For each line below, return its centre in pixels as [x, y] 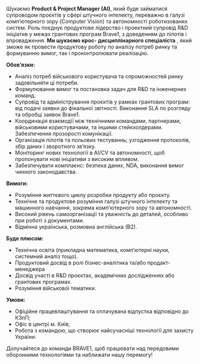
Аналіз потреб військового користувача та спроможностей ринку [99, 76]
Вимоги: [17, 183]
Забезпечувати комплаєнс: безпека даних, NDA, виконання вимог [99, 165]
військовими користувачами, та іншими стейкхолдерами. [89, 127]
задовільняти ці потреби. [47, 83]
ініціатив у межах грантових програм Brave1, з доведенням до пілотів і [96, 34]
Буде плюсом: [25, 238]
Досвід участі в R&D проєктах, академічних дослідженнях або [95, 275]
